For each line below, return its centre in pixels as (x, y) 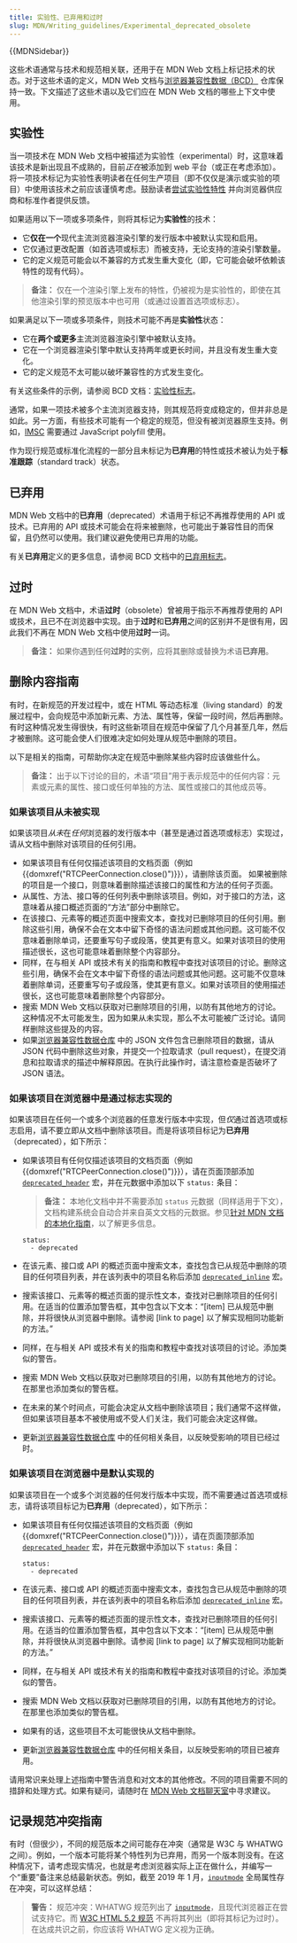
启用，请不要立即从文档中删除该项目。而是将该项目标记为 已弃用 (133, 1130)
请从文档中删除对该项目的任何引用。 (75, 844)
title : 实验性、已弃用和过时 (56, 17)
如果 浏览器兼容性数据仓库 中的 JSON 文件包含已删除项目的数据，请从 (148, 1040)
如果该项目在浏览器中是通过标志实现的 (91, 1098)
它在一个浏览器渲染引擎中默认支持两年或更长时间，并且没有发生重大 (146, 350)
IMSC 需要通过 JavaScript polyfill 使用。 (98, 432)
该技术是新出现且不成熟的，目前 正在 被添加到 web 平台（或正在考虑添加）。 (145, 167)
